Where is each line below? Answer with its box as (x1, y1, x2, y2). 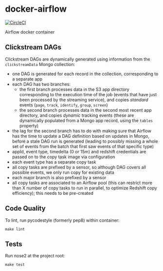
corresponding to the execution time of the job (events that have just (19, 91, 157, 97)
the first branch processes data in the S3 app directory (19, 86, 130, 92)
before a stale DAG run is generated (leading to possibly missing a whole (12, 138, 158, 144)
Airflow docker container (5, 29, 55, 35)
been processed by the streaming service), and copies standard (19, 97, 148, 103)
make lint (5, 227, 25, 231)
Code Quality (5, 204, 46, 213)
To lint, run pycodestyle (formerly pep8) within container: (5, 217, 120, 223)
